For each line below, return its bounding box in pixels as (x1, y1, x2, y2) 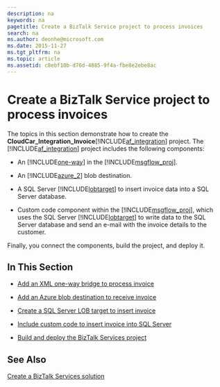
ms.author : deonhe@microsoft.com (7, 36, 104, 43)
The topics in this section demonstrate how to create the (7, 129, 169, 138)
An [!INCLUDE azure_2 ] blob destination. (17, 171, 132, 179)
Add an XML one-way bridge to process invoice (17, 279, 155, 288)
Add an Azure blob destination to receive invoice (17, 293, 157, 302)
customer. (17, 227, 46, 236)
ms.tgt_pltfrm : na (7, 49, 60, 56)
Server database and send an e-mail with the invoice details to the (17, 220, 207, 229)
